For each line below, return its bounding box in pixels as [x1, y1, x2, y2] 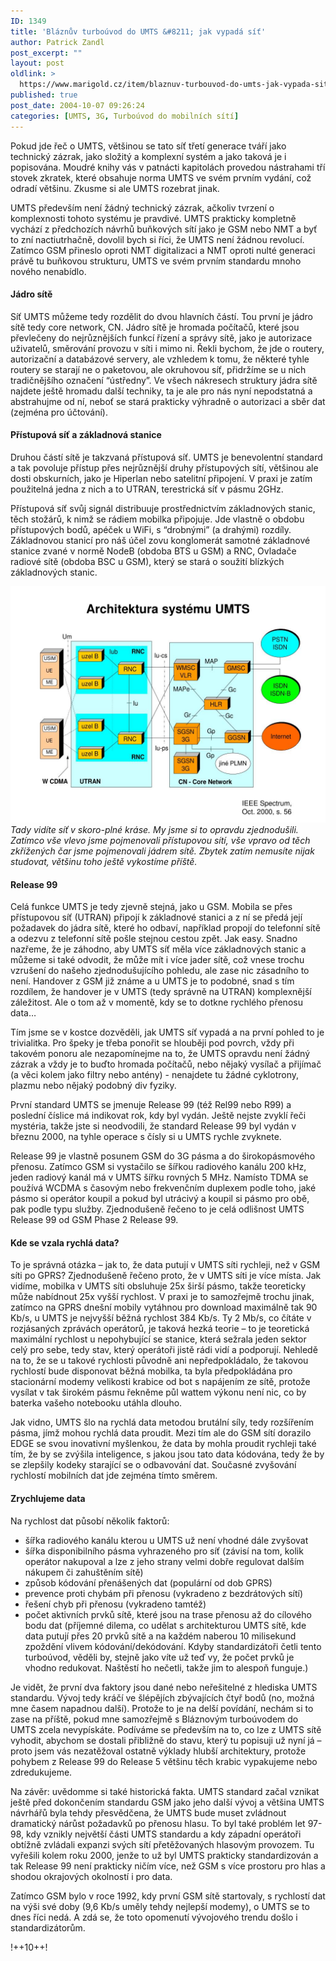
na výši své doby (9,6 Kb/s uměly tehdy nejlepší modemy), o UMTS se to [10, 1900, 310, 1912]
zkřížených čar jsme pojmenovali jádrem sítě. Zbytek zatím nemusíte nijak [10, 845, 315, 857]
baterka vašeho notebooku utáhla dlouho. [10, 1397, 183, 1409]
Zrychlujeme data [10, 1492, 86, 1504]
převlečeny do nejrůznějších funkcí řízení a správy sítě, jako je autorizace [10, 331, 313, 344]
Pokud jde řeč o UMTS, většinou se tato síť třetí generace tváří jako [10, 140, 287, 152]
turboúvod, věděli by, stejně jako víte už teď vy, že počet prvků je [24, 1651, 295, 1663]
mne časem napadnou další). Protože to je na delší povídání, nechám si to [10, 1702, 314, 1714]
